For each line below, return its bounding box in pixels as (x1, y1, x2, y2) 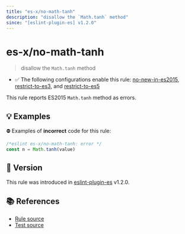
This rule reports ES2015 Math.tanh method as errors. (6, 94, 136, 101)
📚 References (6, 196, 60, 207)
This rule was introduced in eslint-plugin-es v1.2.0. (6, 178, 130, 186)
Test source (14, 221, 44, 228)
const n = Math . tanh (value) (6, 147, 76, 152)
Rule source (14, 215, 44, 222)
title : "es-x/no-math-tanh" (6, 8, 76, 15)
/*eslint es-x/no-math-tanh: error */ (6, 141, 102, 147)
